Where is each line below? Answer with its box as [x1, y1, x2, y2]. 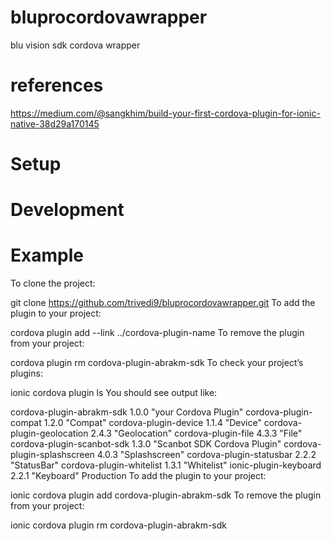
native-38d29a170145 [10, 117, 100, 130]
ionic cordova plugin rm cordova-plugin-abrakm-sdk [10, 519, 227, 531]
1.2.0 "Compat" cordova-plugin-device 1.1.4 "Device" [43, 417, 262, 429]
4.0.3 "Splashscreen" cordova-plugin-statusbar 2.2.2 [96, 449, 317, 461]
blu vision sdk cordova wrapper [10, 39, 141, 51]
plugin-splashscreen [10, 449, 95, 461]
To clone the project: [10, 277, 96, 290]
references [10, 74, 104, 97]
